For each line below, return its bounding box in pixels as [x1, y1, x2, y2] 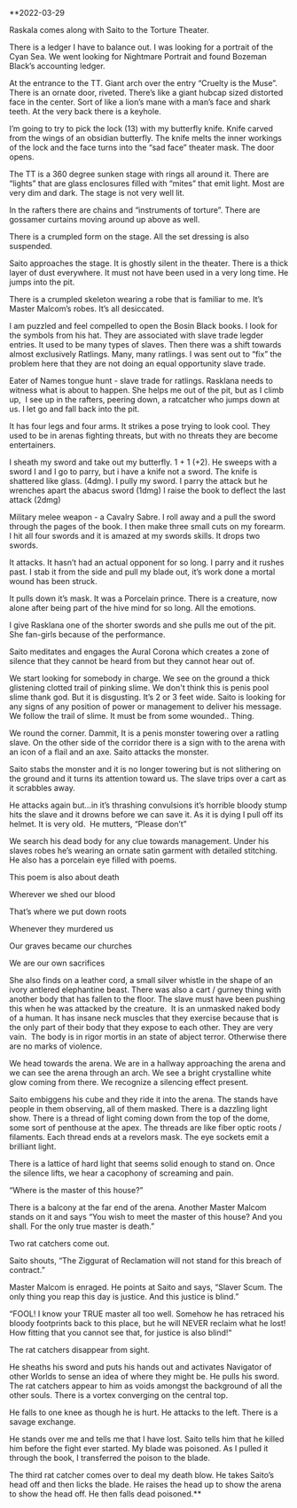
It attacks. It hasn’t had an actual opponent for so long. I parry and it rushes [9, 558, 285, 567]
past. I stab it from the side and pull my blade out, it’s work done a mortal [9, 566, 276, 577]
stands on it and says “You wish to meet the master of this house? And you [9, 1212, 283, 1222]
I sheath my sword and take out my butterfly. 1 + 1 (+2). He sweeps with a [9, 457, 277, 467]
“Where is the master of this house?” [9, 1185, 144, 1195]
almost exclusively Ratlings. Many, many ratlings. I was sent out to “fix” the [9, 349, 282, 359]
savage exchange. [9, 1417, 76, 1426]
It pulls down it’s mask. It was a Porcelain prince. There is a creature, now [9, 593, 277, 604]
